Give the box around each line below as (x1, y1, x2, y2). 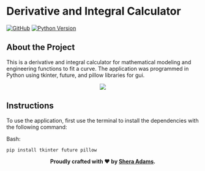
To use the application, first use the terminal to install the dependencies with (6, 117, 199, 124)
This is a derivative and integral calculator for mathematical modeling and (6, 58, 192, 65)
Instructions (6, 101, 54, 111)
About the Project (6, 42, 75, 53)
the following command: (6, 123, 67, 131)
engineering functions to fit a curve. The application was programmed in (6, 65, 189, 72)
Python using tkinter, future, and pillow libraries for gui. (6, 71, 145, 79)
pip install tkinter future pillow (6, 147, 97, 153)
